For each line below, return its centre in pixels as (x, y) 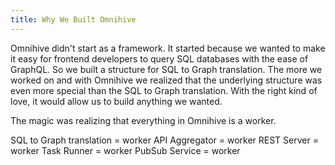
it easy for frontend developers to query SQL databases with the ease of (159, 58)
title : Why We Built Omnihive (73, 19)
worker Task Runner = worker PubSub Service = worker (125, 150)
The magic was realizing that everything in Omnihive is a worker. (143, 120)
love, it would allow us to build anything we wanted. (116, 101)
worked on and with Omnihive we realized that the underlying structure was (166, 80)
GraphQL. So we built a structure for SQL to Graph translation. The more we (166, 69)
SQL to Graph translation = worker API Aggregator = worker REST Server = (164, 140)
